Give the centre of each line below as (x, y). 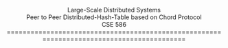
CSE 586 (114, 24)
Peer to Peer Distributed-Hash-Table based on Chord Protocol (114, 17)
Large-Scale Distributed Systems (114, 10)
